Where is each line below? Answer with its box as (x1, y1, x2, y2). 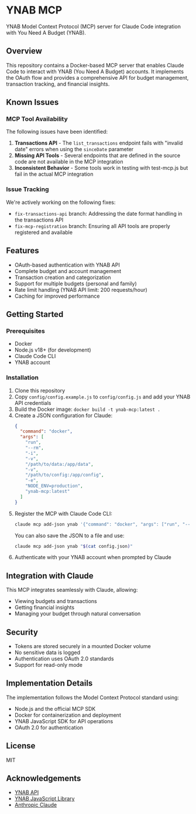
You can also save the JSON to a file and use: (14, 532, 125, 539)
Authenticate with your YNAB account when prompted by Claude (14, 554, 171, 561)
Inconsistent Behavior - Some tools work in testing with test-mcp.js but (14, 165, 188, 172)
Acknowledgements (6, 774, 81, 784)
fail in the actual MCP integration (14, 171, 94, 178)
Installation (6, 373, 39, 382)
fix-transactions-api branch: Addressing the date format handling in (14, 210, 183, 217)
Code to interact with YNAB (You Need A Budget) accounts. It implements (6, 68, 184, 75)
